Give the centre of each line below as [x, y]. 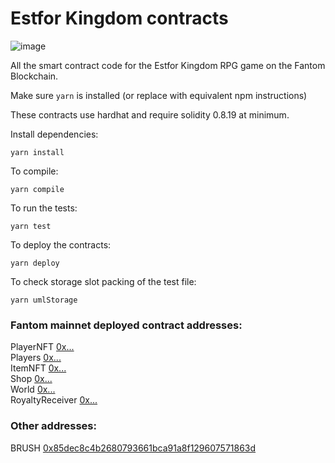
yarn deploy [35, 263]
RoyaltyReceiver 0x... [54, 400]
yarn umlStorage [44, 300]
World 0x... [33, 389]
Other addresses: [53, 426]
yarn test [31, 226]
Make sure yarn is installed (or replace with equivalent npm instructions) [159, 95]
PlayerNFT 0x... [42, 347]
